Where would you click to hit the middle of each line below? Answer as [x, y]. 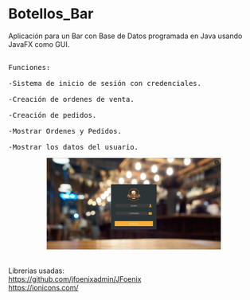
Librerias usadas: [37, 271]
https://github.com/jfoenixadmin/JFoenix [75, 279]
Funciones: [29, 67]
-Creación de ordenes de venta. [71, 99]
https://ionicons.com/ [43, 288]
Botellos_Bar [51, 14]
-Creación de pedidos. [53, 115]
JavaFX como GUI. [39, 44]
